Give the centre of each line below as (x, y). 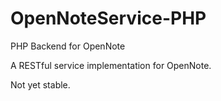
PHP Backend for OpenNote (68, 46)
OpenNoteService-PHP (108, 18)
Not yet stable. (40, 84)
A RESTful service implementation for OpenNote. (111, 65)
